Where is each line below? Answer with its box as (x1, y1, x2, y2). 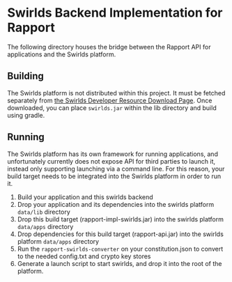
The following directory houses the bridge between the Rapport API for (7, 42, 211, 51)
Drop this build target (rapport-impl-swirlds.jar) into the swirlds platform (17, 214, 224, 224)
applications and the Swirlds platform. (7, 50, 116, 58)
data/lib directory (17, 207, 71, 216)
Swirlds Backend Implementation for (7, 5, 223, 21)
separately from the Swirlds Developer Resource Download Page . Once (7, 96, 212, 104)
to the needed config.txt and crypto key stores (17, 252, 151, 260)
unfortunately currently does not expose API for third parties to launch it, (7, 157, 216, 165)
